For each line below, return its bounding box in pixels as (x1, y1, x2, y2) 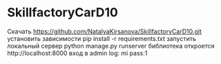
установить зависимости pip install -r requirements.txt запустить (7, 34, 197, 42)
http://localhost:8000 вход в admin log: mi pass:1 (7, 49, 148, 57)
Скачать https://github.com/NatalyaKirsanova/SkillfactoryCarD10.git (7, 27, 202, 35)
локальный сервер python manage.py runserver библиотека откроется (7, 42, 215, 50)
